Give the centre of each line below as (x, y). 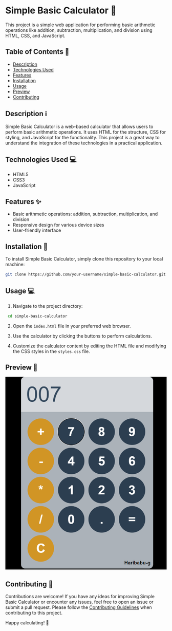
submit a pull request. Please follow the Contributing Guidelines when (79, 607)
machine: (15, 264)
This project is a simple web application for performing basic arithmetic (80, 25)
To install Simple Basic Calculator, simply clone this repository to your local (84, 259)
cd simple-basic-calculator (37, 316)
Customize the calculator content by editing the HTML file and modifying (89, 346)
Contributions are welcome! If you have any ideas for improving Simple (80, 596)
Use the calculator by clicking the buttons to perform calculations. (82, 336)
